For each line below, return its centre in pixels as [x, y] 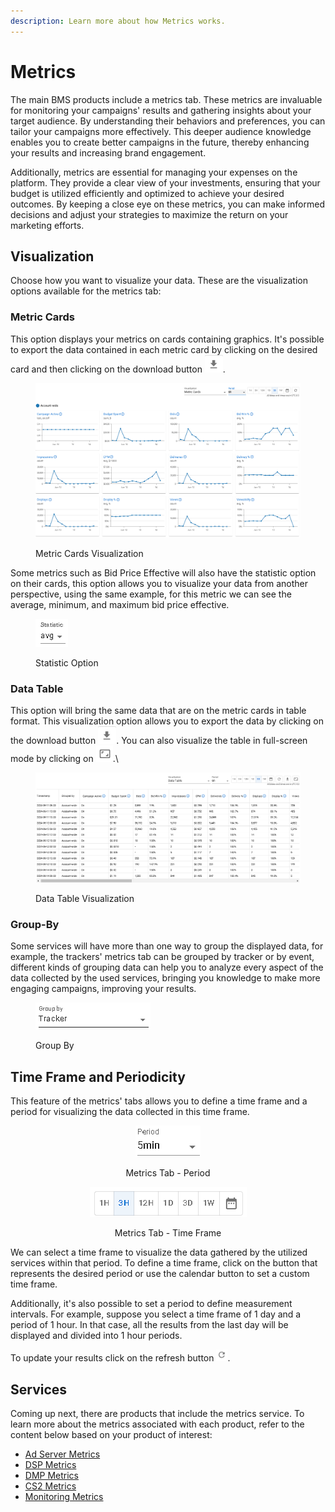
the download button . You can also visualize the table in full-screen [159, 741]
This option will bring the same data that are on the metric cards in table [158, 711]
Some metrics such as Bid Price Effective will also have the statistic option [163, 572]
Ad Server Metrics [62, 1454]
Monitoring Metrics [64, 1497]
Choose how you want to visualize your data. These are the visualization [159, 281]
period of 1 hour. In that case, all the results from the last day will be [149, 1325]
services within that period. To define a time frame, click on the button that [164, 1263]
